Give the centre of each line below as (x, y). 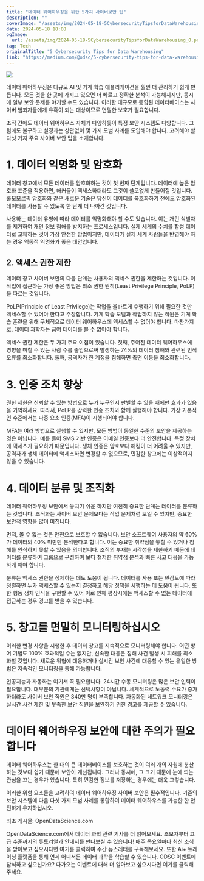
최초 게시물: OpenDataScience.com (50, 821)
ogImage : (17, 35)
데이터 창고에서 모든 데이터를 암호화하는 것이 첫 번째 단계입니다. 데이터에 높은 (98, 183)
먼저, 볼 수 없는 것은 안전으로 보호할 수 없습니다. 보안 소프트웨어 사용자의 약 (95, 535)
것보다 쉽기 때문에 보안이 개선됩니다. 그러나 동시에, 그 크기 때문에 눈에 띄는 (106, 772)
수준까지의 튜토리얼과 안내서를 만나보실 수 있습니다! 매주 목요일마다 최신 (98, 841)
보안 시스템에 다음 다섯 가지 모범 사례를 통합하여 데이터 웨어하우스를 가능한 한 (98, 801)
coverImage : (21, 23)
